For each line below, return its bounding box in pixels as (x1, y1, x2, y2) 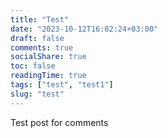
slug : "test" (10, 89, 65, 99)
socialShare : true (10, 52, 87, 62)
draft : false (10, 33, 65, 43)
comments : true (10, 42, 74, 53)
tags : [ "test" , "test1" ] (10, 80, 114, 90)
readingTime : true (10, 71, 87, 81)
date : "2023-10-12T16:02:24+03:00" (10, 24, 159, 34)
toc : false (10, 61, 56, 71)
